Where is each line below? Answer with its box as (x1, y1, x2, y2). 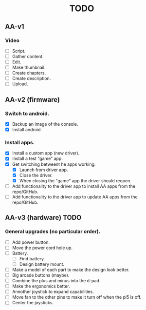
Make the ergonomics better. (12, 283, 70, 289)
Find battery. (19, 255, 45, 261)
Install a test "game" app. (12, 155, 63, 161)
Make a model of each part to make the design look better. (12, 267, 130, 272)
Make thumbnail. (12, 64, 46, 71)
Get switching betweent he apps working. (12, 161, 96, 167)
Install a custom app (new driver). (12, 150, 80, 156)
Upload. (12, 81, 28, 87)
